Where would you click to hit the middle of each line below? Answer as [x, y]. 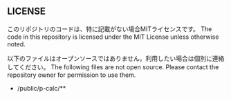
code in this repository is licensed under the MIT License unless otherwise [113, 37]
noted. [16, 44]
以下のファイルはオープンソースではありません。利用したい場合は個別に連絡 [116, 58]
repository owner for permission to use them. [72, 75]
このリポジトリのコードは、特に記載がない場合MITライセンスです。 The [110, 29]
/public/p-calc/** [41, 88]
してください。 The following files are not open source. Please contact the [113, 67]
